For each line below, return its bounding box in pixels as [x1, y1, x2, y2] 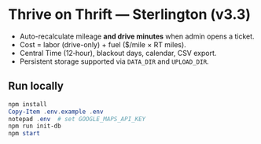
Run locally [8, 79, 64, 93]
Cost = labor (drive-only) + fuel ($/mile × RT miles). [19, 39, 186, 49]
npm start [8, 130, 41, 138]
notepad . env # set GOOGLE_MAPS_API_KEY [8, 115, 146, 123]
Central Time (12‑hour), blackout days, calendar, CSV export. [19, 48, 217, 57]
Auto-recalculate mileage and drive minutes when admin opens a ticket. [19, 31, 255, 41]
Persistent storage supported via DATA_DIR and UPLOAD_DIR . [19, 57, 210, 66]
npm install [8, 100, 47, 108]
